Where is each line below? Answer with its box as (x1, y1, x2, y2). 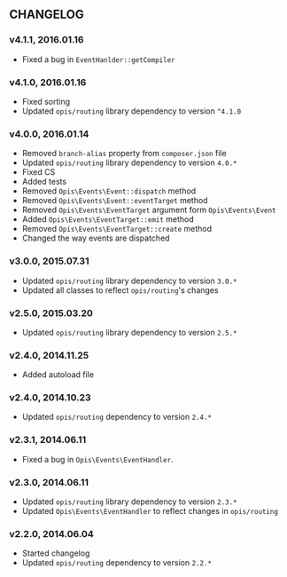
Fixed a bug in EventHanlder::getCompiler (21, 53, 175, 65)
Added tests (21, 177, 67, 187)
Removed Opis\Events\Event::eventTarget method (21, 195, 208, 206)
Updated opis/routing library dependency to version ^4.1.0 (21, 106, 242, 116)
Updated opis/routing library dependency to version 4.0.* (21, 157, 237, 168)
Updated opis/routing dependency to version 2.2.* (21, 557, 213, 568)
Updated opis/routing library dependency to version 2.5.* (21, 327, 237, 337)
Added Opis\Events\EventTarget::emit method (21, 214, 195, 225)
